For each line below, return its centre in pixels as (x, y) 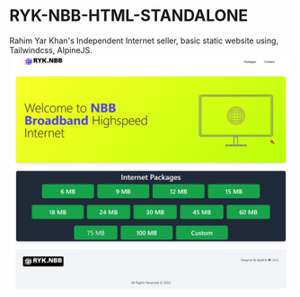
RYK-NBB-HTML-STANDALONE (129, 16)
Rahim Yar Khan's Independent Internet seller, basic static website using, (144, 40)
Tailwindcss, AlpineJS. (51, 49)
